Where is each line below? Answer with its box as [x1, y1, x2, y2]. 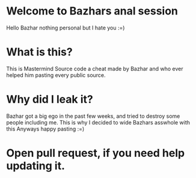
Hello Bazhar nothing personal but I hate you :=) [6, 24, 125, 31]
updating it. [6, 159, 65, 173]
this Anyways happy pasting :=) [6, 125, 85, 132]
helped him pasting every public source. [6, 71, 106, 79]
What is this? [6, 45, 73, 59]
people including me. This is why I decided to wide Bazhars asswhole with [6, 118, 191, 126]
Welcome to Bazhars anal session [6, 4, 179, 18]
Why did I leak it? [6, 93, 93, 106]
